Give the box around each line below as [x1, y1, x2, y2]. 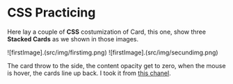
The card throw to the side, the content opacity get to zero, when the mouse [7, 61, 226, 70]
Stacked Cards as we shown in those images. [7, 34, 139, 43]
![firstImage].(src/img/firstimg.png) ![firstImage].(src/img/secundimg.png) [7, 48, 218, 56]
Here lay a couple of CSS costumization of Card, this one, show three [7, 28, 207, 36]
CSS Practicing [7, 5, 96, 21]
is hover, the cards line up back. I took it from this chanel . [7, 69, 172, 77]
